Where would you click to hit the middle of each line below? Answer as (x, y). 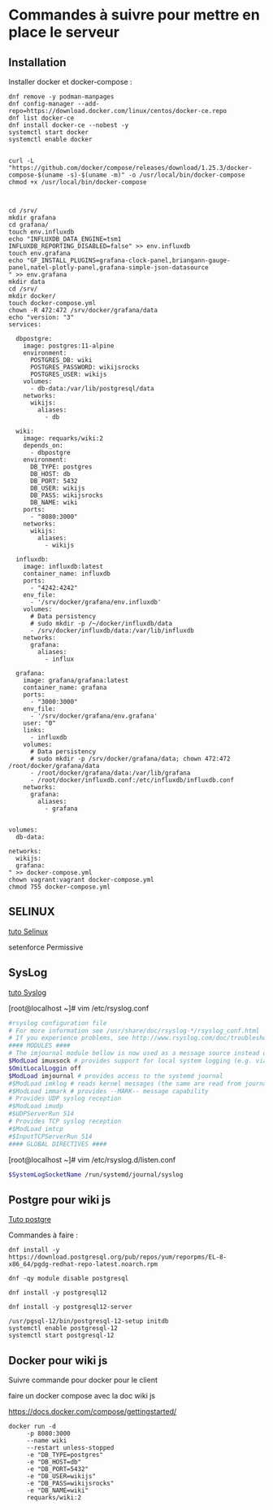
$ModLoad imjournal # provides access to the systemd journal (116, 1076)
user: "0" (40, 723)
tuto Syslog (28, 992)
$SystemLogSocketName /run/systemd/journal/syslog (96, 1174)
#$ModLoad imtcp (36, 1128)
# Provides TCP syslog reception (65, 1121)
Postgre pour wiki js (60, 1200)
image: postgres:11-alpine (69, 346)
